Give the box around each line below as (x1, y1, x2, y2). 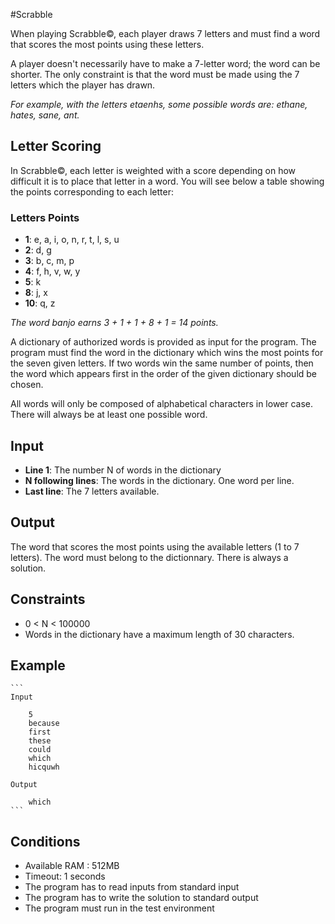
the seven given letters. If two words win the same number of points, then (10, 357, 314, 369)
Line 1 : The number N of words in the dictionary (24, 464, 222, 476)
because (28, 719, 60, 729)
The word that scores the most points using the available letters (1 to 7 (10, 540, 300, 553)
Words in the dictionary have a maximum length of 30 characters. (24, 628, 295, 640)
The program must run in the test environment (24, 902, 215, 914)
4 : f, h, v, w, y (24, 265, 81, 278)
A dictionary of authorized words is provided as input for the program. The (10, 336, 317, 348)
